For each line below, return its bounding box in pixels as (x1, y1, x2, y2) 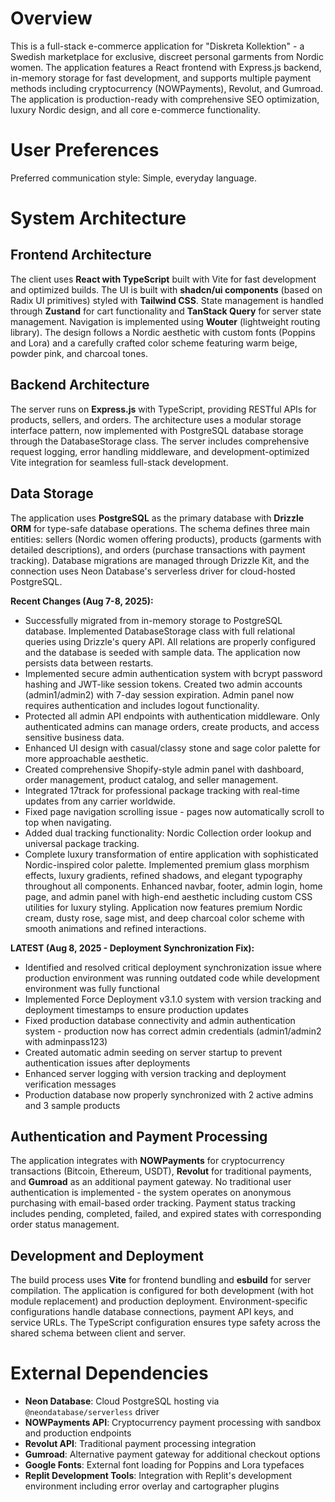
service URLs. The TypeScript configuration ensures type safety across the (10, 1317, 321, 1329)
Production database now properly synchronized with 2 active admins (24, 1088, 314, 1101)
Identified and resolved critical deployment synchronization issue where (24, 961, 322, 973)
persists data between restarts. (24, 657, 154, 669)
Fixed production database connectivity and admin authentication (24, 1014, 296, 1026)
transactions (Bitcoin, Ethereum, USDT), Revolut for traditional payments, (10, 1165, 312, 1177)
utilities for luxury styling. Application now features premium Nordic (24, 901, 303, 913)
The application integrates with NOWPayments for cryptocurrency (10, 1155, 285, 1167)
